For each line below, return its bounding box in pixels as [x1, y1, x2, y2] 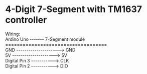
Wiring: [5, 31, 20, 37]
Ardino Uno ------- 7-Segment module [5, 36, 85, 42]
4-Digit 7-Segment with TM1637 [5, 4, 142, 15]
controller [5, 14, 47, 26]
